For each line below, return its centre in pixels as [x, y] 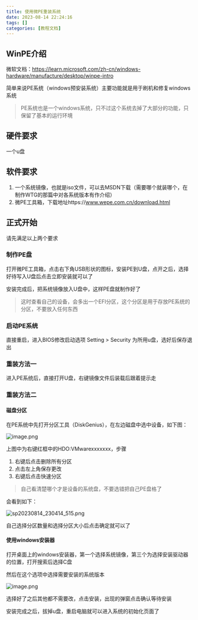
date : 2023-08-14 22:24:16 [39, 17]
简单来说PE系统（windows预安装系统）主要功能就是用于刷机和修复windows [98, 88]
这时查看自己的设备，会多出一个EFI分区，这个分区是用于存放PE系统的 [105, 301]
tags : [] [17, 23]
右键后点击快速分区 [38, 476]
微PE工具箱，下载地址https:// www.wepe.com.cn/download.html [92, 202]
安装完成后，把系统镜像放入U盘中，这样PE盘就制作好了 [73, 289]
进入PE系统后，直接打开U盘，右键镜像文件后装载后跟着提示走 [81, 378]
